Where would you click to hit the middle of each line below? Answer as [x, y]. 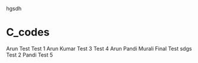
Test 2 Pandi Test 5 [30, 55]
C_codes [28, 32]
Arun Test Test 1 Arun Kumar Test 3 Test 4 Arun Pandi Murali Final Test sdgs [99, 48]
